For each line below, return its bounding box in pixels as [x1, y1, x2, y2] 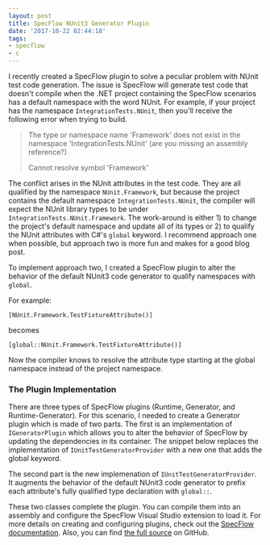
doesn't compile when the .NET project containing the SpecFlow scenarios [8, 89, 256, 98]
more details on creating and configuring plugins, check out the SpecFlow [8, 519, 255, 529]
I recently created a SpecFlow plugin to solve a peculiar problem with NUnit [8, 72, 260, 81]
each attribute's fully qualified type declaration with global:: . [8, 486, 212, 497]
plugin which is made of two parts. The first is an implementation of [8, 419, 233, 429]
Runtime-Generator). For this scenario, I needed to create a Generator [8, 411, 240, 421]
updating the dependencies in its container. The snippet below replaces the [8, 437, 260, 446]
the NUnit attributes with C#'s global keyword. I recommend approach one [8, 230, 257, 239]
